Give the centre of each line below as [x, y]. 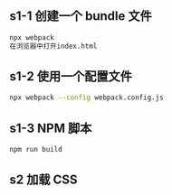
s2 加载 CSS [43, 180]
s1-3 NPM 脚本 [51, 128]
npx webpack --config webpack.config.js [87, 97]
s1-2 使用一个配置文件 [71, 76]
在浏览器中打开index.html [53, 46]
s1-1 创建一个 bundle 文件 [81, 16]
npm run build [36, 150]
